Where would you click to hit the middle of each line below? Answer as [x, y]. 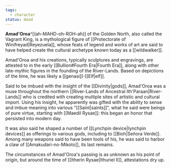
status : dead [19, 19]
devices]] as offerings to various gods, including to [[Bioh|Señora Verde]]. [83, 134]
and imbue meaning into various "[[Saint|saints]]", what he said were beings [85, 108]
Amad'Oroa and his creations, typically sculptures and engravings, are [79, 60]
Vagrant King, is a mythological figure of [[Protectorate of [66, 39]
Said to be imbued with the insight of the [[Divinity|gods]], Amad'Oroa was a [86, 86]
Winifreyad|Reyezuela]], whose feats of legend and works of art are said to [84, 45]
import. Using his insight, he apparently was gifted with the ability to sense [84, 102]
